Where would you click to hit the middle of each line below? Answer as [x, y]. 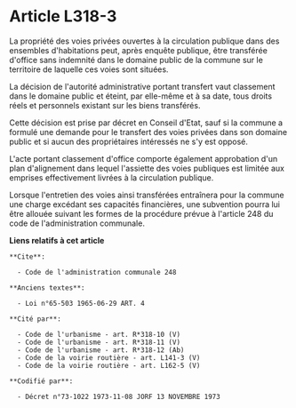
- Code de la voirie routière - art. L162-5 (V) [109, 365]
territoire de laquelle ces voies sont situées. [89, 69]
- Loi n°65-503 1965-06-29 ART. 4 [81, 303]
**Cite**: [28, 256]
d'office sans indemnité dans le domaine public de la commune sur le [136, 60]
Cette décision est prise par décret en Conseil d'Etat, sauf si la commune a [146, 123]
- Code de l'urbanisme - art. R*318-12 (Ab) [101, 350]
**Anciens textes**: [48, 288]
